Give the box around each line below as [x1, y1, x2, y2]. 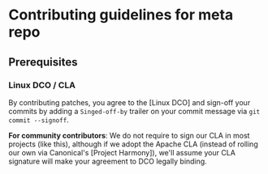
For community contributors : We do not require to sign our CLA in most [8, 130, 250, 140]
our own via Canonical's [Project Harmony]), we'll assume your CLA [8, 147, 236, 157]
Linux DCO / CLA [8, 79, 76, 91]
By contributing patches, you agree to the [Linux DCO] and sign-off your [8, 97, 251, 107]
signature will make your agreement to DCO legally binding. [8, 156, 207, 166]
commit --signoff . [8, 115, 69, 125]
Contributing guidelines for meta [8, 6, 234, 24]
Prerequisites [8, 55, 78, 69]
